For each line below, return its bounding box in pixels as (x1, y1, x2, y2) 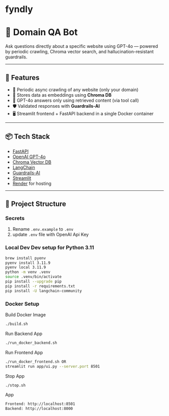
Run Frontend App (5, 349, 43, 356)
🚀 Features (5, 73, 40, 82)
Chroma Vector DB (12, 159, 52, 165)
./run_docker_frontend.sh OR (5, 359, 66, 364)
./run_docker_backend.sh (5, 340, 57, 345)
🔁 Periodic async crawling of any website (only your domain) (12, 87, 139, 93)
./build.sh (5, 321, 28, 327)
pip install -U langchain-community (5, 288, 82, 293)
